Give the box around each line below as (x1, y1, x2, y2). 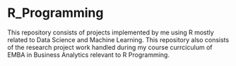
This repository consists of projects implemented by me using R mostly (7, 28, 214, 37)
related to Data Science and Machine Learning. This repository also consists (7, 35, 230, 44)
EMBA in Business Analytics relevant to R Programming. (7, 51, 170, 59)
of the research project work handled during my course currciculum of (7, 43, 213, 51)
